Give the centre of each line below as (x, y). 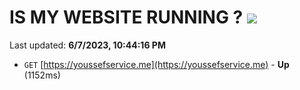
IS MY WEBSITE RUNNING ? (126, 17)
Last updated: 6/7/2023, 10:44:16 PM (87, 45)
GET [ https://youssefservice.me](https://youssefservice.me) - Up (156, 64)
